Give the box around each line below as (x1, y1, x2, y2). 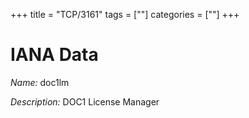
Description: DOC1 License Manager (10, 95, 160, 108)
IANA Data (10, 44, 99, 66)
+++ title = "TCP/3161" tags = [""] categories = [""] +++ (10, 9, 240, 20)
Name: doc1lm (10, 76, 70, 88)
